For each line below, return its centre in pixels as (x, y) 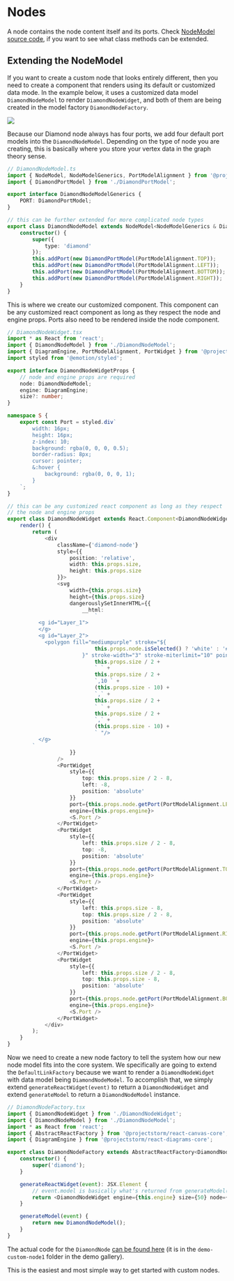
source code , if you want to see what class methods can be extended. (108, 38)
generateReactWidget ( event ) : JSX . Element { (84, 1184)
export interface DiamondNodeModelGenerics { (74, 195)
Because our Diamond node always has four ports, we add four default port (116, 134)
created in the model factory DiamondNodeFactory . (78, 107)
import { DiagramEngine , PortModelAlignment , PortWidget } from (102, 352)
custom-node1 (26, 1257)
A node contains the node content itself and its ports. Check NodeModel (111, 31)
